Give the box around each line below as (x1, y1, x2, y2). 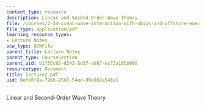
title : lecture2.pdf (6, 72, 59, 78)
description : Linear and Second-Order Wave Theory (6, 15, 138, 21)
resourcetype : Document (6, 65, 67, 72)
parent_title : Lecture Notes (6, 49, 81, 55)
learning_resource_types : (6, 32, 72, 38)
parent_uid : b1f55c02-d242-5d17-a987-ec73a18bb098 (6, 60, 138, 66)
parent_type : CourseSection (6, 54, 78, 61)
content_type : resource (6, 9, 67, 15)
